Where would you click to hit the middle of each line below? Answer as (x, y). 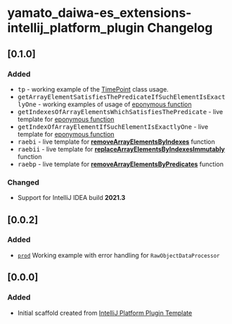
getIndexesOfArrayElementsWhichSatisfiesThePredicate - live (120, 111)
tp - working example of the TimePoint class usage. (93, 89)
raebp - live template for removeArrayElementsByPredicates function (120, 164)
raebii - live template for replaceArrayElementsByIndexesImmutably (121, 149)
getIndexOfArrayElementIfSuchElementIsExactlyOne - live (113, 126)
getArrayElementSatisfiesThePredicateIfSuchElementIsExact (121, 97)
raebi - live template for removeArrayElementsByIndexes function (116, 142)
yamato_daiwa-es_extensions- (99, 13)
